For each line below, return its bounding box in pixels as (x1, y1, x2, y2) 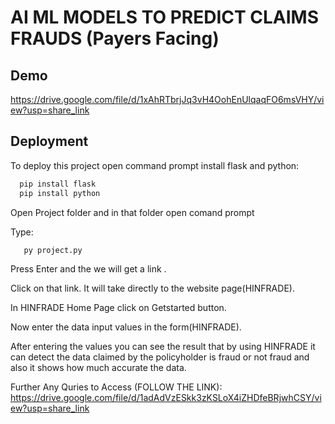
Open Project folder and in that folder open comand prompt (10, 206, 255, 218)
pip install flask (19, 179, 97, 189)
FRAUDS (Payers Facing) (10, 27, 220, 50)
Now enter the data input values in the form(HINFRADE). (10, 321, 242, 333)
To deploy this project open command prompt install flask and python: (10, 159, 300, 171)
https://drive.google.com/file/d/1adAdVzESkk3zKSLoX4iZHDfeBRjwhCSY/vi (10, 392, 322, 404)
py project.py (23, 245, 83, 255)
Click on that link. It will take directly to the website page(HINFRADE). (10, 282, 295, 295)
